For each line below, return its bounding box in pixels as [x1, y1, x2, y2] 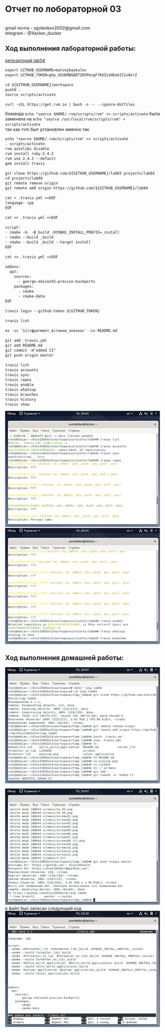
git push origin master [5, 353, 54, 357]
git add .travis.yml [5, 338, 48, 343]
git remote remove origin [5, 180, 58, 185]
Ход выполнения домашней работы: [5, 654, 124, 662]
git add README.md [5, 343, 43, 348]
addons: [5, 264, 21, 269]
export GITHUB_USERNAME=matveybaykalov [5, 67, 87, 72]
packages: [14, 284, 34, 289]
